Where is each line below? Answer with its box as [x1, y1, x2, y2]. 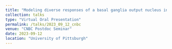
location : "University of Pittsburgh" [5, 36, 88, 41]
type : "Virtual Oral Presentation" [5, 17, 81, 22]
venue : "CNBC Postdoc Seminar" [5, 27, 72, 32]
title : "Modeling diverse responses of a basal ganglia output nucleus [5, 7, 161, 13]
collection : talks [5, 12, 45, 17]
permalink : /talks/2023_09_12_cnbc [5, 21, 81, 27]
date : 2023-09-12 [5, 31, 42, 36]
